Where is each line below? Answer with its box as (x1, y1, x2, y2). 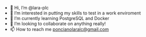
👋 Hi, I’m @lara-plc (10, 5, 49, 10)
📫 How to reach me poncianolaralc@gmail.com (10, 26, 109, 32)
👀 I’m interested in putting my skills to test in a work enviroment (10, 10, 141, 16)
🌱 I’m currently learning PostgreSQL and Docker (10, 15, 109, 21)
